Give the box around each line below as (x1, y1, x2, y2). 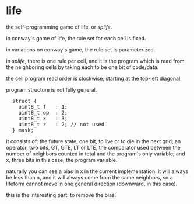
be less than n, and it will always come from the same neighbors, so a (6, 174, 173, 181)
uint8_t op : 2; (18, 109, 68, 116)
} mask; (12, 127, 34, 133)
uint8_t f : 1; (18, 103, 68, 110)
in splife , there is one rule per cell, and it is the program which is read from (6, 57, 185, 64)
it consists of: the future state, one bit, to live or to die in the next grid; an (6, 137, 181, 144)
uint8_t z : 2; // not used (18, 121, 105, 127)
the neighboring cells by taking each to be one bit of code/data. (6, 63, 159, 71)
